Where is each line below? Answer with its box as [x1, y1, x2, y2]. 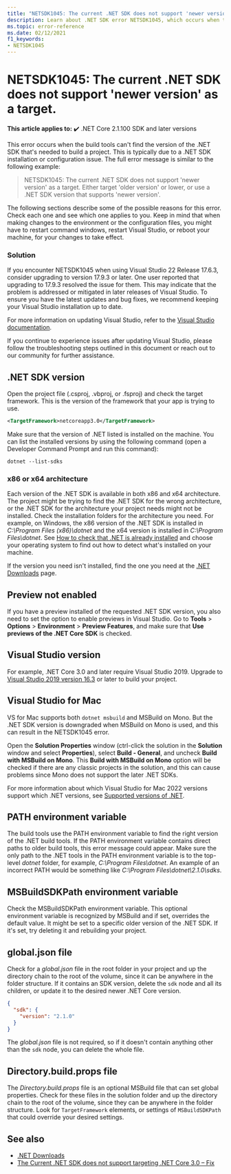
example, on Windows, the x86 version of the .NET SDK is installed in [7, 519, 203, 528]
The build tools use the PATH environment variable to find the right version [7, 829, 219, 838]
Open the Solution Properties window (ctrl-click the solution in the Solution [7, 741, 223, 749]
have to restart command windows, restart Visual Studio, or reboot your [7, 226, 210, 234]
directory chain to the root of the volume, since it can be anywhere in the [7, 972, 214, 980]
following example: [7, 162, 60, 170]
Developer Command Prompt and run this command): [7, 444, 159, 452]
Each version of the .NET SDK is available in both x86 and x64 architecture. [7, 490, 221, 498]
